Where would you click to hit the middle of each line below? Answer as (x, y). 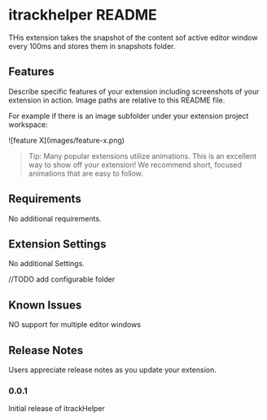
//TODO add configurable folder (62, 279)
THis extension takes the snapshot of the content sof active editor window (133, 37)
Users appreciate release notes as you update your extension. (113, 370)
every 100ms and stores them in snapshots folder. (92, 46)
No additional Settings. (47, 264)
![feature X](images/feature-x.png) (66, 140)
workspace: (28, 125)
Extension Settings (57, 244)
